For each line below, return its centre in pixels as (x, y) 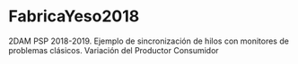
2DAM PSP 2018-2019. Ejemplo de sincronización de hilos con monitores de (149, 41)
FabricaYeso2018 (74, 16)
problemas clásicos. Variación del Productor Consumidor (114, 50)
